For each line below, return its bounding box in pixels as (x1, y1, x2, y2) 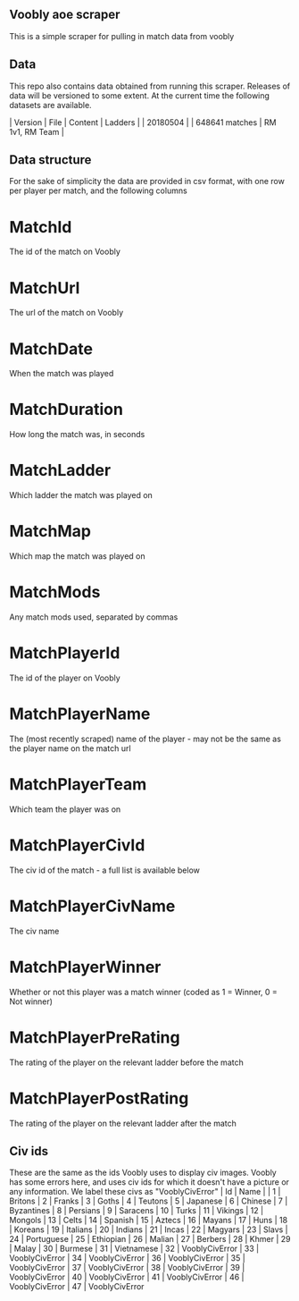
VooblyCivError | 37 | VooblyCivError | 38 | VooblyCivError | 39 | (9, 1263, 245, 1273)
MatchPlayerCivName (9, 896, 176, 916)
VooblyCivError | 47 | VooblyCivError (9, 1281, 145, 1292)
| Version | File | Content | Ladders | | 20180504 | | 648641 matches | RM (9, 116, 277, 128)
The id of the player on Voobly (9, 672, 120, 683)
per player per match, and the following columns (9, 185, 187, 196)
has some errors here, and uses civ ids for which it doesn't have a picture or (9, 1177, 290, 1187)
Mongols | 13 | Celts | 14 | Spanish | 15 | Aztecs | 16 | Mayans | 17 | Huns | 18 (9, 1215, 288, 1226)
